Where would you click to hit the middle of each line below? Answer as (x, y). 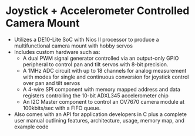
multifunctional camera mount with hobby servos (73, 46)
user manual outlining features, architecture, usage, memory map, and (99, 120)
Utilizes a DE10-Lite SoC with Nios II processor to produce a (86, 39)
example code (31, 127)
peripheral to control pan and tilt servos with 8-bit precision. (95, 64)
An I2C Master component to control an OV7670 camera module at (104, 101)
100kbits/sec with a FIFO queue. (62, 108)
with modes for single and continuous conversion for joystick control (106, 77)
